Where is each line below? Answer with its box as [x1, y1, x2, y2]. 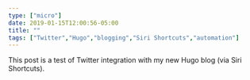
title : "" [8, 26, 41, 34]
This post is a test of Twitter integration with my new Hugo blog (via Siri [8, 55, 242, 65]
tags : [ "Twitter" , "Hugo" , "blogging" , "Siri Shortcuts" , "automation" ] [8, 33, 240, 42]
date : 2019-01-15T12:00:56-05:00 [8, 19, 119, 27]
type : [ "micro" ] [8, 11, 62, 20]
